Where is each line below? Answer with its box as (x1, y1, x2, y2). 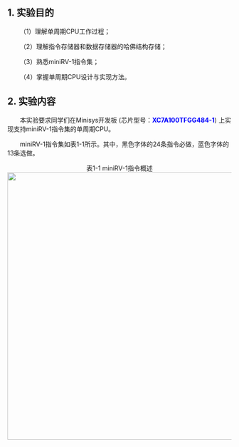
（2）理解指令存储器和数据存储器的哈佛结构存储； (20, 42, 167, 51)
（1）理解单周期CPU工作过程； (20, 27, 111, 36)
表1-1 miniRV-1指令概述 (86, 163, 153, 173)
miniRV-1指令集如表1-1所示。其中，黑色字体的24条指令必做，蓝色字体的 (20, 140, 230, 148)
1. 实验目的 (7, 6, 55, 19)
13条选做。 (7, 148, 39, 157)
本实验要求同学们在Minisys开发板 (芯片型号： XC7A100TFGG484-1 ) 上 (20, 115, 225, 124)
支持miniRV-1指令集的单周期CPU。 (13, 124, 115, 133)
